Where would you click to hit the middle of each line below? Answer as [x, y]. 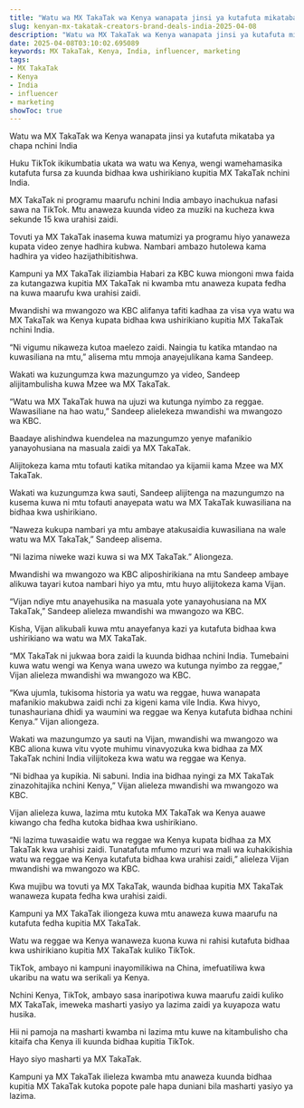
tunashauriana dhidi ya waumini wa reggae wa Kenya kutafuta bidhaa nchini [151, 712]
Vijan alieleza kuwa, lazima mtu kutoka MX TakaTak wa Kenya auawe [138, 813]
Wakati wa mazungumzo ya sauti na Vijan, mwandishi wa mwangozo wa [144, 739]
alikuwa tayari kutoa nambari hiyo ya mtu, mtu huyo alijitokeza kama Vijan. [148, 584]
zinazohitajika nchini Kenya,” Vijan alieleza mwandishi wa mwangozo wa [144, 785]
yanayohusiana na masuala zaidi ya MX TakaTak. [100, 448]
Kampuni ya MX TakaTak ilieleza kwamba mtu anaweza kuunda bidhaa [141, 1077]
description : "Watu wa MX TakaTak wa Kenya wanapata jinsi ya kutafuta [147, 34]
